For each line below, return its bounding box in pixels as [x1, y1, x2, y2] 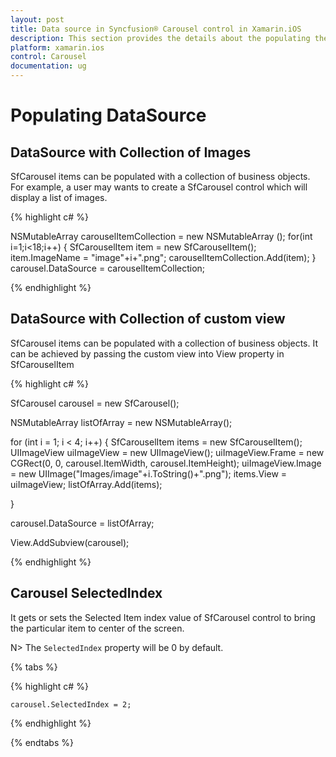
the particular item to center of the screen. [10, 622, 185, 634]
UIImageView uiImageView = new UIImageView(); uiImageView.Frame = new [10, 446, 325, 458]
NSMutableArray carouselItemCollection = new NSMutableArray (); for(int [10, 231, 313, 242]
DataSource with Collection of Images [10, 144, 252, 161]
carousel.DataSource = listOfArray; [10, 517, 155, 529]
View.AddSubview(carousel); [10, 536, 130, 548]
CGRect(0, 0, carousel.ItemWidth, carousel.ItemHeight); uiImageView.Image [10, 457, 322, 469]
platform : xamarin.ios [10, 42, 105, 53]
